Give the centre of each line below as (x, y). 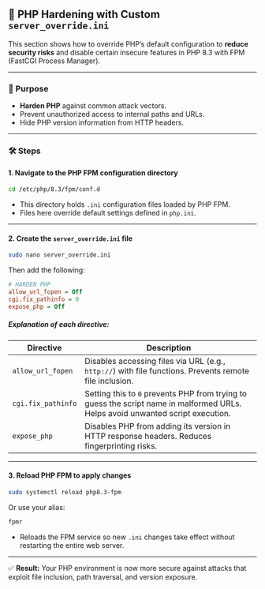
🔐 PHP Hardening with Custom (84, 15)
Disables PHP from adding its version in (157, 426)
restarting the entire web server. (72, 545)
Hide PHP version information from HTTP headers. (101, 122)
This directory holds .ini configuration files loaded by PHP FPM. (125, 204)
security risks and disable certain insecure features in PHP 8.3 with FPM (127, 52)
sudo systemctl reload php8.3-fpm (65, 492)
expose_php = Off (37, 306)
